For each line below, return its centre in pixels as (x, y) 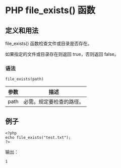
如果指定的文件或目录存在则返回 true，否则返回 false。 (62, 54)
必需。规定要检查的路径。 (54, 102)
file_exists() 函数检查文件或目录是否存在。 (49, 44)
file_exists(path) (24, 79)
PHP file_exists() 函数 (50, 10)
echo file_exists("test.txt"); (38, 138)
